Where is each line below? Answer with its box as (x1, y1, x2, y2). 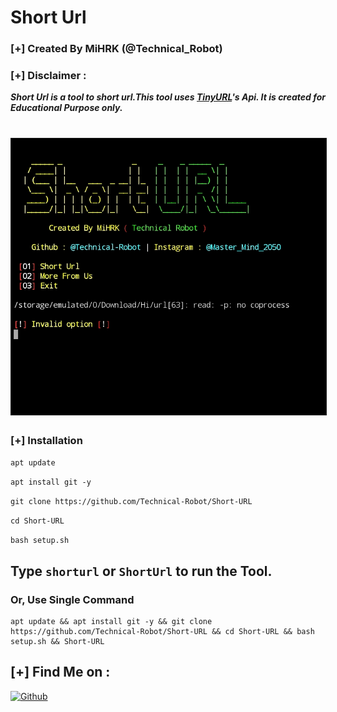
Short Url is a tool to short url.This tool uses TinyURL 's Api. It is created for (10, 91, 326, 103)
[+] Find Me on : (10, 664, 111, 681)
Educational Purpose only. (10, 102, 123, 114)
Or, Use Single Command (10, 592, 135, 606)
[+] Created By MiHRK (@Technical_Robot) (10, 42, 223, 56)
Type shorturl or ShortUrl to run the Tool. (10, 562, 273, 580)
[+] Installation (10, 433, 83, 447)
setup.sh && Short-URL (10, 636, 105, 646)
